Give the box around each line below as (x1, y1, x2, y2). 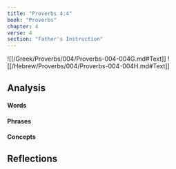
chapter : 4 (7, 23, 39, 30)
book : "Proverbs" (7, 17, 57, 23)
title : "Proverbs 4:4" (7, 10, 72, 17)
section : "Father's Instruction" (7, 36, 104, 43)
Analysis (7, 82, 46, 94)
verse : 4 (7, 29, 32, 37)
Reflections (7, 152, 58, 164)
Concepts (7, 132, 36, 141)
